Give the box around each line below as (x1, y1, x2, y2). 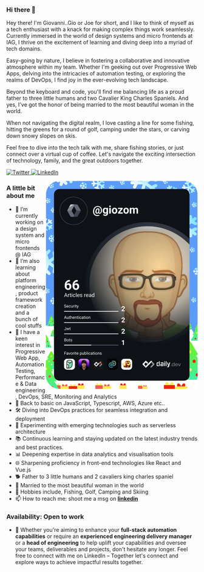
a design (15, 225, 37, 232)
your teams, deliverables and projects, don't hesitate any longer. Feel (15, 545, 188, 553)
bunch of (15, 315, 38, 323)
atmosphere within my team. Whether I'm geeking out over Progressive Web (6, 63, 197, 71)
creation (15, 302, 36, 310)
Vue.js (15, 466, 32, 473)
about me (6, 192, 35, 200)
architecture (15, 428, 46, 435)
